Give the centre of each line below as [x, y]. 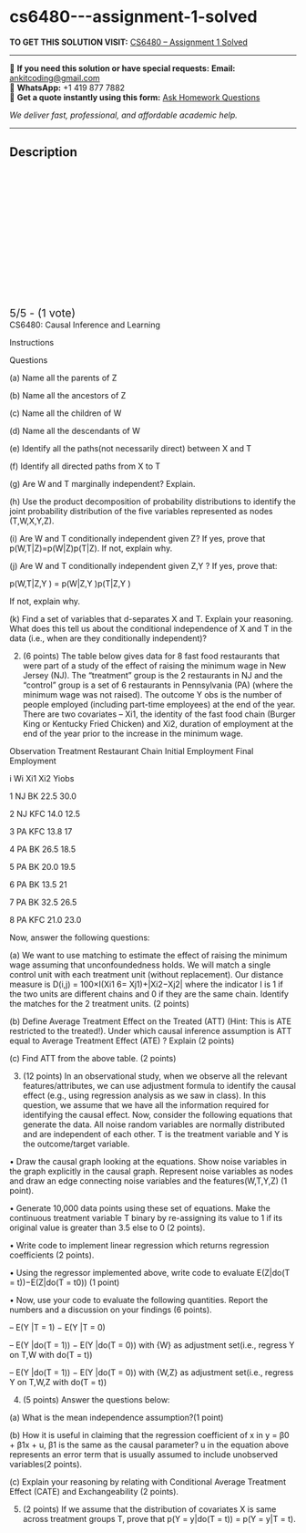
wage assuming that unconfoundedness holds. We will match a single [140, 965]
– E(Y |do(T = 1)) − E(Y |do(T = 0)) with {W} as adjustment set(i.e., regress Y [152, 1345]
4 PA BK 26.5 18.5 [42, 849]
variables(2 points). [46, 1464]
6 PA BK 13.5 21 [38, 884]
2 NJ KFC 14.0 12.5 [45, 813]
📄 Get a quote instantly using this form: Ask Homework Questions [135, 97]
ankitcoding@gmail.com [55, 78]
